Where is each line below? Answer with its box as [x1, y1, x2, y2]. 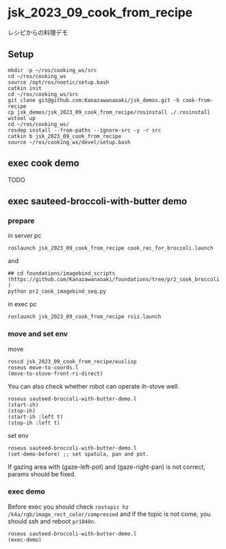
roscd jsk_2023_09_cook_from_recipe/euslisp [8, 358, 137, 365]
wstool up [8, 114, 36, 121]
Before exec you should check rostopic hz [8, 502, 129, 511]
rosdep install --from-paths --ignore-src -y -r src [8, 127, 162, 134]
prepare [8, 216, 35, 225]
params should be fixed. [8, 469, 76, 478]
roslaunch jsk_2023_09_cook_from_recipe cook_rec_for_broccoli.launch [8, 245, 214, 252]
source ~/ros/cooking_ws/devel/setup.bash [8, 138, 131, 145]
